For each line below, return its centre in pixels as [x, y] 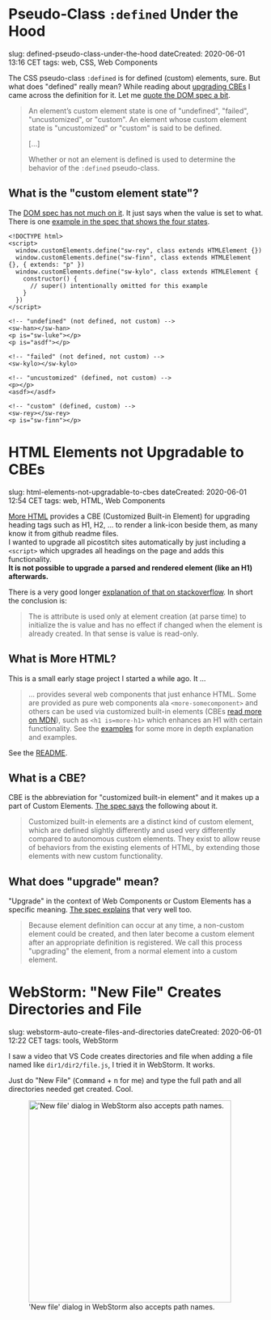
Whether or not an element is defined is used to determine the [132, 159]
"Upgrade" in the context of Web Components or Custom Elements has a [130, 901]
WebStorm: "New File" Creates [115, 992]
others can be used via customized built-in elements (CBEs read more [145, 711]
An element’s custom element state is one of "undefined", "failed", [138, 111]
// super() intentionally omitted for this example [119, 286]
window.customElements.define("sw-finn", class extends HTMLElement [133, 257]
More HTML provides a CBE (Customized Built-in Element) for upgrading [129, 516]
